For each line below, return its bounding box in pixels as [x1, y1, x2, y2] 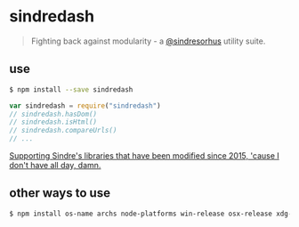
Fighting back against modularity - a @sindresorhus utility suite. [30, 36, 266, 46]
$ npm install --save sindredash [9, 85, 133, 94]
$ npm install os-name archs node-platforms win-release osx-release [9, 209, 273, 218]
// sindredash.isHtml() [9, 118, 98, 126]
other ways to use [9, 185, 111, 201]
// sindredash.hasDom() [9, 109, 98, 118]
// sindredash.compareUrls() [9, 126, 117, 135]
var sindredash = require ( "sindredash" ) [9, 101, 162, 110]
